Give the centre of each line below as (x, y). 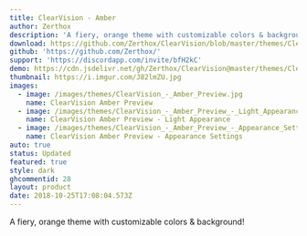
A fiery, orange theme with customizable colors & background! (127, 221)
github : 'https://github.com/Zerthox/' (85, 52)
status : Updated (40, 153)
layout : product (40, 188)
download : (28, 43)
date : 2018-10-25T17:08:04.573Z (71, 196)
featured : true (38, 162)
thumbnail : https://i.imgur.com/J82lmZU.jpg (95, 77)
